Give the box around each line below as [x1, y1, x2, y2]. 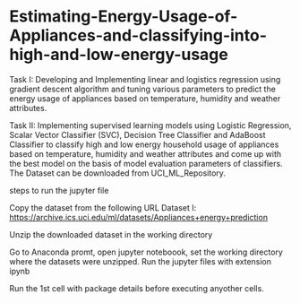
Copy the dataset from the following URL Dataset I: [9, 202, 197, 212]
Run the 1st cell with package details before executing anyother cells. [9, 282, 264, 293]
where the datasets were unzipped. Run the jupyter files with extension [9, 255, 271, 266]
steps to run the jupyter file [9, 185, 109, 195]
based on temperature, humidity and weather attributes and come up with [9, 148, 282, 159]
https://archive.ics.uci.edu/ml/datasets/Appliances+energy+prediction [9, 212, 269, 222]
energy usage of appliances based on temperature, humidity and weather [9, 92, 281, 104]
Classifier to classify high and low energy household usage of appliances [9, 139, 279, 150]
